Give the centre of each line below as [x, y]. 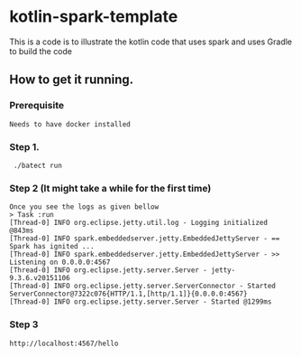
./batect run [38, 165]
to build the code [41, 51]
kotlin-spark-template [94, 17]
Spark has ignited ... [52, 247]
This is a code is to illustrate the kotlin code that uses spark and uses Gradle [151, 42]
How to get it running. [72, 80]
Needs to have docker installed [70, 124]
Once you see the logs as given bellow [84, 207]
